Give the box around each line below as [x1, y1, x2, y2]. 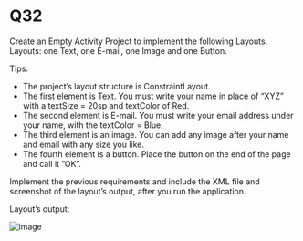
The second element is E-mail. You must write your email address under [22, 110, 294, 120]
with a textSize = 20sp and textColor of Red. [22, 100, 190, 110]
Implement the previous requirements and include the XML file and [9, 175, 260, 187]
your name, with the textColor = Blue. [22, 120, 164, 131]
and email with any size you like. [22, 139, 144, 150]
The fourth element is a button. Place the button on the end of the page [22, 148, 291, 160]
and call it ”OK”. [22, 158, 82, 169]
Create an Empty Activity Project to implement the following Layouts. [9, 36, 268, 47]
